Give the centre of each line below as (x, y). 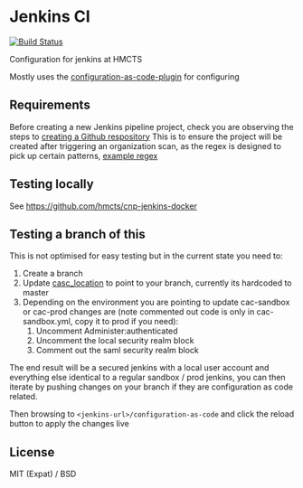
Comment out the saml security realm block (117, 351)
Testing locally (52, 184)
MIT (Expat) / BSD (43, 474)
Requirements (50, 105)
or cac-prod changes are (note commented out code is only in (138, 312)
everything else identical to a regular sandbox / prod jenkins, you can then (148, 378)
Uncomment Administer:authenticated (107, 331)
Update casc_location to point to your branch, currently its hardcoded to (157, 283)
